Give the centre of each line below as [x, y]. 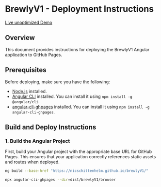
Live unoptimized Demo [29, 22]
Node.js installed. [29, 91]
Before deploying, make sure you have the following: [57, 82]
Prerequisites [26, 70]
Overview [20, 38]
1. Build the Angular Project [38, 141]
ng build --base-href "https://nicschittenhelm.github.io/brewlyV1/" [77, 171]
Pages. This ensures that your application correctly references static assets [80, 157]
